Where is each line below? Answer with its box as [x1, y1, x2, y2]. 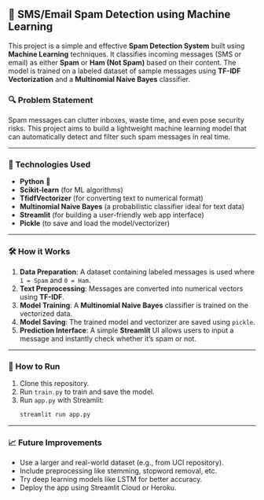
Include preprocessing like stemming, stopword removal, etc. [19, 466, 218, 476]
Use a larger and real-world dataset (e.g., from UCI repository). [19, 458, 224, 468]
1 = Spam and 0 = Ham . [19, 275, 91, 285]
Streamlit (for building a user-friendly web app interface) [19, 210, 204, 220]
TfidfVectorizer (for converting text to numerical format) [19, 193, 204, 203]
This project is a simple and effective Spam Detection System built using [8, 41, 245, 50]
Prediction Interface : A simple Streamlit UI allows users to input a [19, 325, 234, 335]
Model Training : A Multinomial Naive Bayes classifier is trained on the [19, 300, 249, 310]
